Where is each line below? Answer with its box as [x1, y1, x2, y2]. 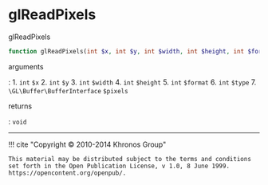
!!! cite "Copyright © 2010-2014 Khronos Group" [8, 140, 167, 149]
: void [8, 116, 27, 126]
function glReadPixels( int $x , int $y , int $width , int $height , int [8, 47, 245, 55]
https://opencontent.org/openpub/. [8, 169, 127, 177]
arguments [8, 61, 44, 71]
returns [8, 101, 33, 111]
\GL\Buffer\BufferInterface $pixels [8, 87, 129, 95]
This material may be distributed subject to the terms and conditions [8, 155, 251, 163]
